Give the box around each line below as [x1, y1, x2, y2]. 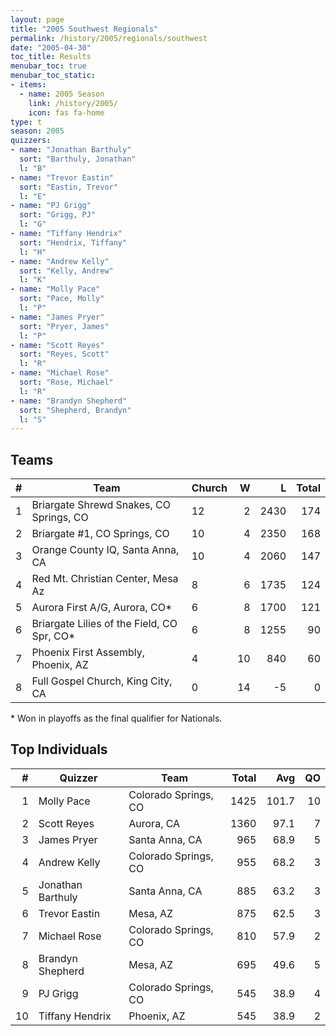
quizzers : [10, 136, 52, 146]
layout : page [10, 14, 65, 25]
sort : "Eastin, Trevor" [19, 182, 118, 192]
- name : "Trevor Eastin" [10, 172, 114, 183]
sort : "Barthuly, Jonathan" [19, 154, 137, 164]
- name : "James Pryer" [10, 312, 105, 322]
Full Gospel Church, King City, [31, 674, 173, 688]
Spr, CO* [31, 629, 76, 643]
